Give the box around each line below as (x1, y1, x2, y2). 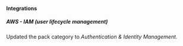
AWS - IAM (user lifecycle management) (6, 18, 108, 25)
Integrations (6, 5, 37, 12)
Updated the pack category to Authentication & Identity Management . (6, 33, 178, 40)
